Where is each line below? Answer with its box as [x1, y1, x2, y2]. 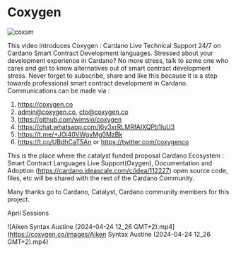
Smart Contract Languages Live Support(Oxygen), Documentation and [7, 158, 213, 167]
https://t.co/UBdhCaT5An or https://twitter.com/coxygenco [17, 137, 189, 146]
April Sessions [7, 208, 49, 217]
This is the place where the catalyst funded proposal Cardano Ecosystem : [7, 151, 225, 160]
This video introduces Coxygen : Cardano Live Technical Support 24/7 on [7, 41, 221, 49]
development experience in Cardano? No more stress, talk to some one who [7, 56, 229, 64]
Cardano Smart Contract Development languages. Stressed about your [7, 49, 213, 57]
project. [7, 195, 30, 204]
